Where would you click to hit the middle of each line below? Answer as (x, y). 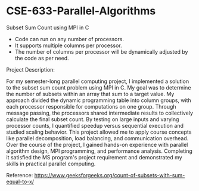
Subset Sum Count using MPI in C (48, 27)
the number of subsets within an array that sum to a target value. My (90, 94)
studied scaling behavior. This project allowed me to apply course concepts (99, 132)
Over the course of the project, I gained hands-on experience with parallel (97, 144)
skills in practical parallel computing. (51, 164)
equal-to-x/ (20, 181)
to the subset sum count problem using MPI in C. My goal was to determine (99, 87)
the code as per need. (42, 58)
